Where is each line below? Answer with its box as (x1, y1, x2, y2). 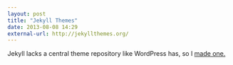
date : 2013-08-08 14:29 (7, 23, 78, 30)
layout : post (7, 10, 46, 18)
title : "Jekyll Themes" (7, 17, 78, 24)
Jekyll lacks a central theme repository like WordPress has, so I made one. (7, 49, 226, 58)
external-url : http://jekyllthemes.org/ (7, 30, 130, 37)
